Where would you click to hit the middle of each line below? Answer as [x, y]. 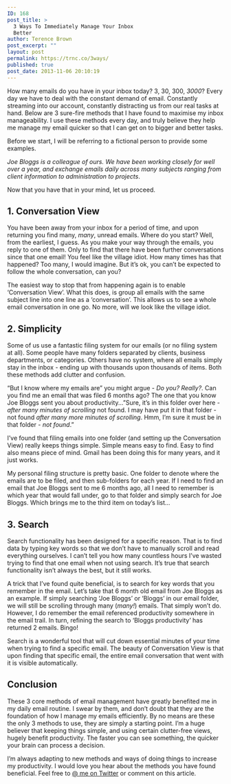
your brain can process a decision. [56, 745]
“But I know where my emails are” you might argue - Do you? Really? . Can [112, 388]
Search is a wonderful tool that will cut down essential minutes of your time [113, 641]
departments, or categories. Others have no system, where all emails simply [115, 360]
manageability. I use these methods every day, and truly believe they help [111, 120]
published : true [30, 65]
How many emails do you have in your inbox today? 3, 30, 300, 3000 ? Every [115, 91]
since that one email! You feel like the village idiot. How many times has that [114, 257]
